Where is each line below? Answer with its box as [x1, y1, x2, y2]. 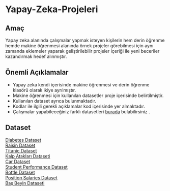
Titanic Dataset [5, 147, 37, 153]
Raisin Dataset [5, 142, 36, 148]
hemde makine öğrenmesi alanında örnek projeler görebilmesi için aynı [5, 43, 154, 49]
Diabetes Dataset [5, 137, 42, 143]
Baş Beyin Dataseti [5, 180, 45, 186]
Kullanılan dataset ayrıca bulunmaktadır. [12, 98, 97, 104]
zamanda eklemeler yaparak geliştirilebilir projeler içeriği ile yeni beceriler [5, 48, 160, 54]
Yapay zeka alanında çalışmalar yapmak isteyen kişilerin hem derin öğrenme [5, 37, 165, 43]
